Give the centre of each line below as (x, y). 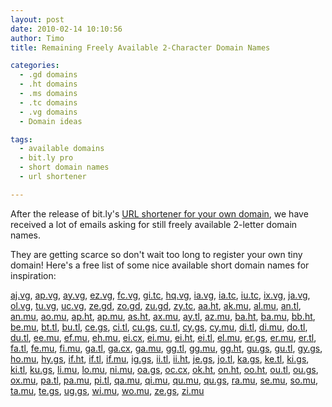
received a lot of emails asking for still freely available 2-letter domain (154, 224)
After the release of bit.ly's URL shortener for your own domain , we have (159, 213)
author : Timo (37, 38)
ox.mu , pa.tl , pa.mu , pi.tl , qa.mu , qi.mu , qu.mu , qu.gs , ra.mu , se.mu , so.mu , (164, 380)
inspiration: (33, 275)
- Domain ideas (51, 121)
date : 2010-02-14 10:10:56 (66, 29)
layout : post (37, 19)
